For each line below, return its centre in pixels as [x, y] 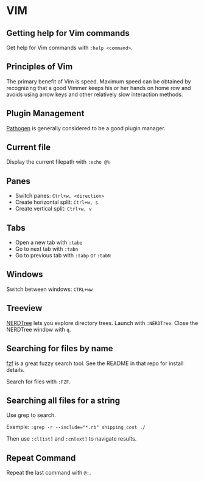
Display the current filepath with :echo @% [58, 162]
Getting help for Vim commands [68, 33]
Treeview [24, 308]
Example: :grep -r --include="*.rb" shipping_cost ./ [76, 427]
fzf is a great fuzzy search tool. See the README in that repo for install [95, 363]
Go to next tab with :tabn [47, 249]
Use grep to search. [31, 415]
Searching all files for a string [63, 400]
